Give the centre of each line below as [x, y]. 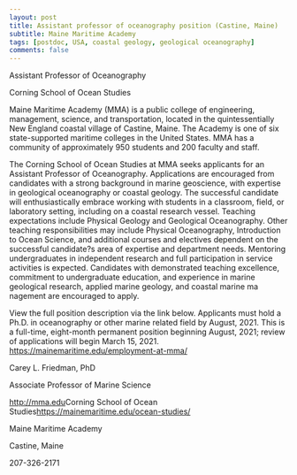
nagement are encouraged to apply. [74, 296]
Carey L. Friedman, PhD [52, 368]
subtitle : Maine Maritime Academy [73, 34]
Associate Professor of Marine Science [80, 385]
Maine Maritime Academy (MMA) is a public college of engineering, [132, 110]
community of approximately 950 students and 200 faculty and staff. [134, 148]
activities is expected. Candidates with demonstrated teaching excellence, [145, 268]
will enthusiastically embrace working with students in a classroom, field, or [147, 202]
